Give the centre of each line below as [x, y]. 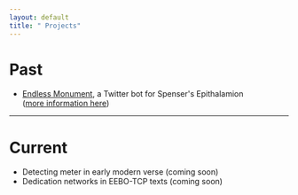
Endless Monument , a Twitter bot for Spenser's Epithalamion [133, 94]
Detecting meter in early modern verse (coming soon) [120, 172]
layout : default [39, 17]
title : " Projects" [45, 26]
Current [39, 148]
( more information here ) [66, 104]
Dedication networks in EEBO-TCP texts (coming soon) [122, 182]
